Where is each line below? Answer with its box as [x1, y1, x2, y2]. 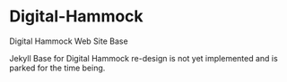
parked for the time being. [9, 62, 106, 73]
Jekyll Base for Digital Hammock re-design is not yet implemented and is [9, 53, 278, 63]
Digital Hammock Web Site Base [9, 36, 128, 46]
